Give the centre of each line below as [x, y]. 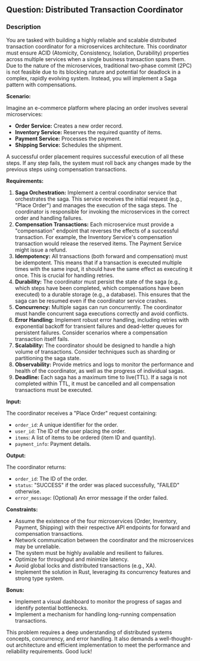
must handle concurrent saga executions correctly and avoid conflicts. [101, 313]
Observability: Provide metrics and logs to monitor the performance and [104, 364]
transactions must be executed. [53, 390]
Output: [16, 455]
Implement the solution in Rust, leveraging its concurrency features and [103, 572]
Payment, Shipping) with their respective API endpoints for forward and [103, 527]
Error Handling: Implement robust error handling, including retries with [102, 319]
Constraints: [22, 509]
